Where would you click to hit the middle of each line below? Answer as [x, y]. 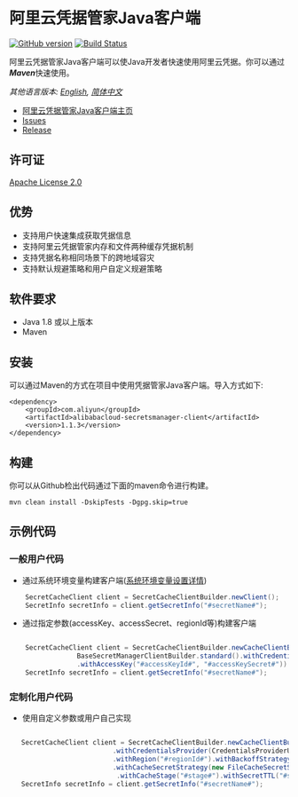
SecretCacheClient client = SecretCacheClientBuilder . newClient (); [152, 597]
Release [36, 130]
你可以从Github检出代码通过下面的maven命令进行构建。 [111, 485]
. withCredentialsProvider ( [162, 751]
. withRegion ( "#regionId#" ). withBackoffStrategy [202, 759]
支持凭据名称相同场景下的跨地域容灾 [88, 257]
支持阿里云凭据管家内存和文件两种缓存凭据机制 [107, 246]
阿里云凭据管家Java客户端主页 [78, 110]
